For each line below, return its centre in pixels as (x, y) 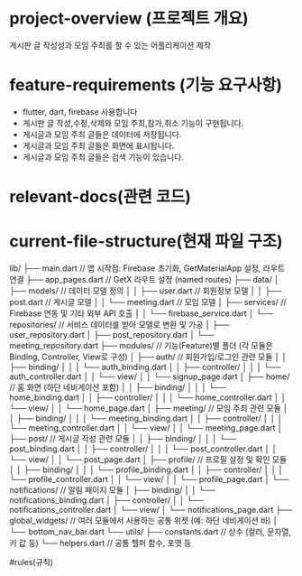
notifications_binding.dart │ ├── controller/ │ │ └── (107, 500)
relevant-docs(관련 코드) (101, 197)
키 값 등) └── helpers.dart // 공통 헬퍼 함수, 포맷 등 (101, 543)
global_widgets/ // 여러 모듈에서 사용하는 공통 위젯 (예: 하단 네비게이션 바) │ (144, 520)
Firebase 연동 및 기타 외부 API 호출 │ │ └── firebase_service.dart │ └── (141, 313)
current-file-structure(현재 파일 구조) (146, 242)
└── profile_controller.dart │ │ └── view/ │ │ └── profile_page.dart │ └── (149, 479)
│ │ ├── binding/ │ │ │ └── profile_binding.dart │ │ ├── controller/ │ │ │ (146, 469)
